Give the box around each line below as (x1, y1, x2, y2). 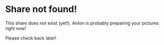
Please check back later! (5, 35, 57, 41)
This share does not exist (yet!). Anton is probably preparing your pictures (5, 20, 159, 26)
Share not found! (5, 3, 77, 15)
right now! (5, 25, 27, 31)
